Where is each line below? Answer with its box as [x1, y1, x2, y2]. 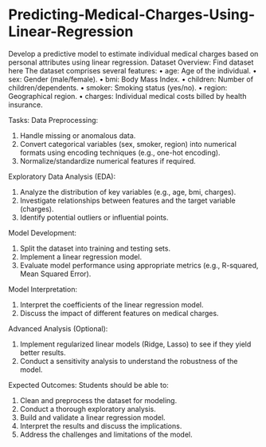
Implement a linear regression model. [19, 251, 142, 261]
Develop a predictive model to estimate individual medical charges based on [8, 49, 259, 58]
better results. [19, 347, 66, 357]
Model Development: [8, 227, 77, 237]
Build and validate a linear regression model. [19, 413, 166, 422]
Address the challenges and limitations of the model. [19, 429, 193, 439]
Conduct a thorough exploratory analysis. [19, 404, 157, 413]
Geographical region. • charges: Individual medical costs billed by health [8, 91, 247, 101]
